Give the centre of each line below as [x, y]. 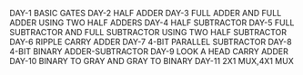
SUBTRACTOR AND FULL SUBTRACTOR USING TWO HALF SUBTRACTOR [148, 32]
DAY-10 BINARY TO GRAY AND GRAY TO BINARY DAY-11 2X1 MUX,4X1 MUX [151, 61]
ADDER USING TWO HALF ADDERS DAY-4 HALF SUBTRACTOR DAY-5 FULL [152, 23]
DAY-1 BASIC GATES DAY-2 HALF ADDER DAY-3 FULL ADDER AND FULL [146, 13]
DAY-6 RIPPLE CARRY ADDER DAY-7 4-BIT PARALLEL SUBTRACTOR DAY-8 [151, 42]
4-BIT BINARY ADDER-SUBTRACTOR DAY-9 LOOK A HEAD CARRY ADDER [149, 52]
